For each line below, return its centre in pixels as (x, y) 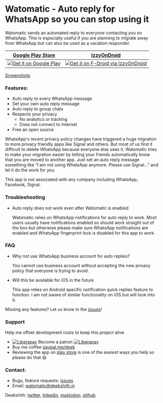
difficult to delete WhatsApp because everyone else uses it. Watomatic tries (81, 149)
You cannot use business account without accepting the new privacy (81, 265)
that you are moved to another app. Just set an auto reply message (72, 160)
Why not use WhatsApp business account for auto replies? (71, 256)
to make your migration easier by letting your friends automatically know (78, 155)
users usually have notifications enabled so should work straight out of (83, 222)
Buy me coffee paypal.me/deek (44, 347)
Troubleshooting (25, 197)
